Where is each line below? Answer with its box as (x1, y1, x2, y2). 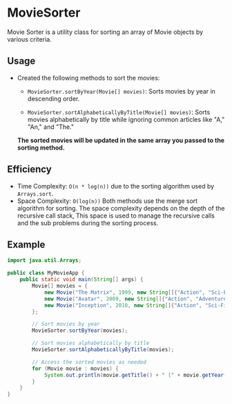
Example (7, 238, 46, 250)
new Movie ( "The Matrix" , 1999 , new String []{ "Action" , (43, 289, 206, 296)
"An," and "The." (27, 123, 75, 131)
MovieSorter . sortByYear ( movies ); (32, 327, 128, 334)
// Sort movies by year (32, 321, 100, 328)
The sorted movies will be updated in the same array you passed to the (17, 136, 225, 144)
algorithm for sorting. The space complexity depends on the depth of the (17, 204, 225, 212)
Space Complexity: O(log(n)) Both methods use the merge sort (17, 196, 198, 205)
